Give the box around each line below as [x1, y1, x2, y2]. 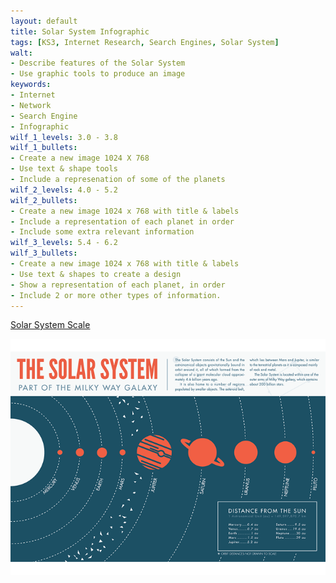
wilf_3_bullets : [10, 248, 78, 259]
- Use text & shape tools [10, 164, 118, 174]
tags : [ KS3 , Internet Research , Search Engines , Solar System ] [10, 37, 280, 47]
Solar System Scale [10, 319, 91, 331]
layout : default [10, 16, 78, 26]
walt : [10, 48, 33, 58]
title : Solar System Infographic [10, 26, 150, 37]
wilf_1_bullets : [10, 143, 78, 153]
